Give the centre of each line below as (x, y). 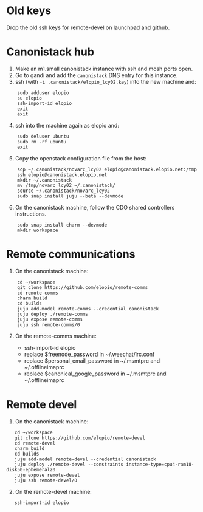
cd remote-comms (38, 293)
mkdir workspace (38, 230)
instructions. (31, 214)
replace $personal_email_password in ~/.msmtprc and (92, 360)
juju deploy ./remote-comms (53, 314)
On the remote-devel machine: (53, 491)
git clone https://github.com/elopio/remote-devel (80, 438)
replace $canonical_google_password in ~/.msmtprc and (95, 374)
